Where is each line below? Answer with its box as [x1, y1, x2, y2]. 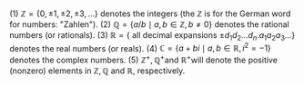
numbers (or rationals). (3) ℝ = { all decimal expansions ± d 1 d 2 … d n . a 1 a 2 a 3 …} [9, 30, 296, 42]
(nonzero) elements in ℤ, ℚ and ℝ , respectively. [9, 65, 186, 76]
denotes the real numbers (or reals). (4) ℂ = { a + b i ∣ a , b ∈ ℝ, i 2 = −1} [9, 41, 271, 53]
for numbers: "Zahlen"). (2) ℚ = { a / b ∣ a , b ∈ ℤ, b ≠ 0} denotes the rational [9, 19, 289, 30]
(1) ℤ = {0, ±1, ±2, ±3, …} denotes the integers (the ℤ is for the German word [9, 8, 291, 19]
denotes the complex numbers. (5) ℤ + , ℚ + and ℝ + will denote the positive [9, 53, 278, 66]
